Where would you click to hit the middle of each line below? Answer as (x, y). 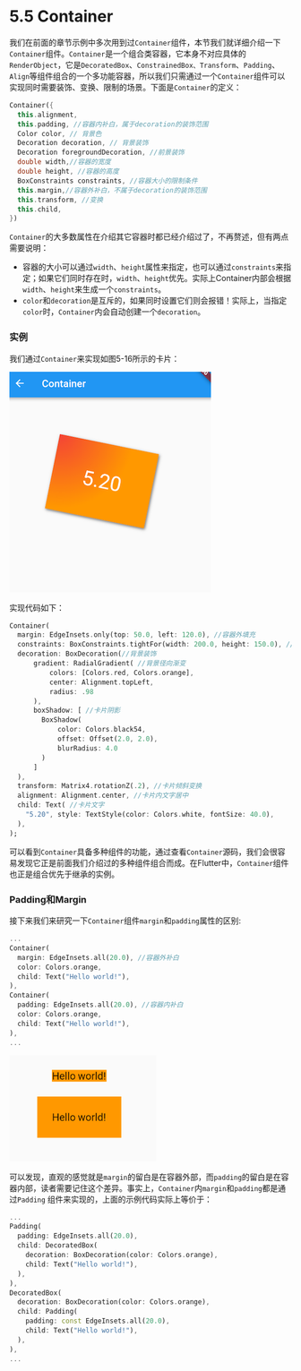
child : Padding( (47, 1312)
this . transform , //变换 (60, 200)
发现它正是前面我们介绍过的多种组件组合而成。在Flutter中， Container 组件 (153, 862)
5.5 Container (61, 17)
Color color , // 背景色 (60, 133)
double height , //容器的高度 (68, 172)
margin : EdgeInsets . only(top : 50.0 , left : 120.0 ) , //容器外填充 (137, 635)
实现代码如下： (37, 607)
